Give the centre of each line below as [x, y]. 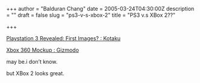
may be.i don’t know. [32, 62]
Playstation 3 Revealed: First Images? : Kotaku [64, 38]
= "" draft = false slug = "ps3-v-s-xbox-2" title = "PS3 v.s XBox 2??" [91, 15]
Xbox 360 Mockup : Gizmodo [43, 50]
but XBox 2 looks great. [35, 73]
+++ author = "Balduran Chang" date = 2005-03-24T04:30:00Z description [100, 9]
